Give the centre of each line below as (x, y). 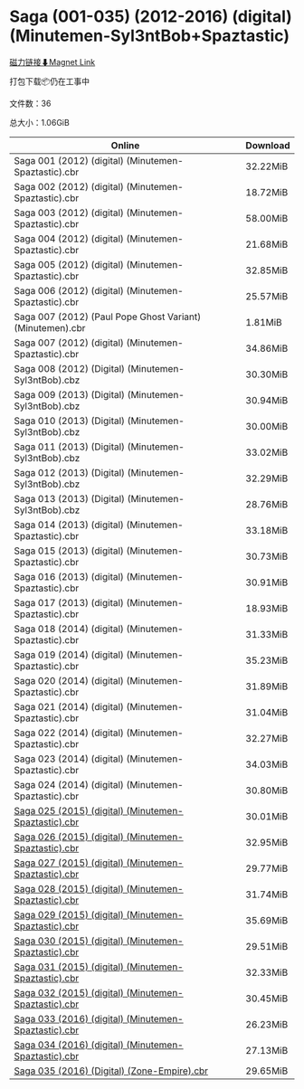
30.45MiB (267, 999)
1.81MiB (264, 322)
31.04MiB (267, 712)
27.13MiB (267, 1050)
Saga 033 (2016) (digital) (69, 1018)
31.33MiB (267, 634)
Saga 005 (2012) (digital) (69, 264)
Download (268, 145)
